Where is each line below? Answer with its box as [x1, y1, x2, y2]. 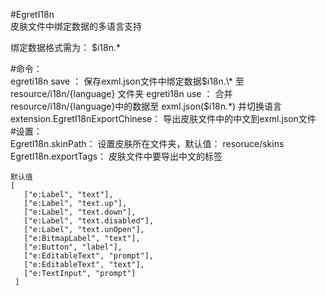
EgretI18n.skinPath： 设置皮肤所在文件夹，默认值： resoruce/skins [10, 138, 285, 149]
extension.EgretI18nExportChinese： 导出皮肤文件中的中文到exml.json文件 [10, 113, 317, 124]
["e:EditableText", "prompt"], [23, 251, 155, 261]
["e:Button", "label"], [23, 242, 123, 252]
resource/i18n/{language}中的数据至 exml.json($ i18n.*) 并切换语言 [10, 100, 283, 112]
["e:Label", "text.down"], [23, 207, 137, 217]
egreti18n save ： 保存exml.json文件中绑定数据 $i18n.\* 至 [10, 75, 245, 87]
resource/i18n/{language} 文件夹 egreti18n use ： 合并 [10, 88, 233, 99]
